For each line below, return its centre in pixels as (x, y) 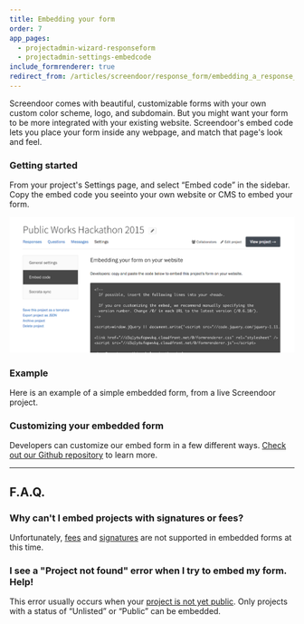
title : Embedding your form (62, 19)
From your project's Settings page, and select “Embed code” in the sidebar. (150, 185)
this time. (27, 547)
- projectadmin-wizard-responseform (86, 48)
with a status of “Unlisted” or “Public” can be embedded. (115, 611)
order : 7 (26, 29)
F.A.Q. (27, 492)
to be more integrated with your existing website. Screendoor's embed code (152, 122)
